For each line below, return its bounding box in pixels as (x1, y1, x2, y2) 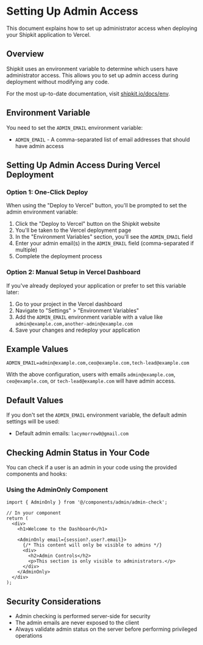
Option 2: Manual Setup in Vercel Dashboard (6, 268, 141, 277)
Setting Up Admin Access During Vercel (6, 160, 160, 170)
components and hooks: (6, 470, 67, 477)
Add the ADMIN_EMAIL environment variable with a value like (15, 313, 163, 321)
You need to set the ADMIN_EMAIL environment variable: (6, 124, 143, 131)
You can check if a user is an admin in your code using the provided (6, 463, 177, 471)
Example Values (6, 344, 69, 354)
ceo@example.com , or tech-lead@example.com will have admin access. (6, 378, 176, 385)
